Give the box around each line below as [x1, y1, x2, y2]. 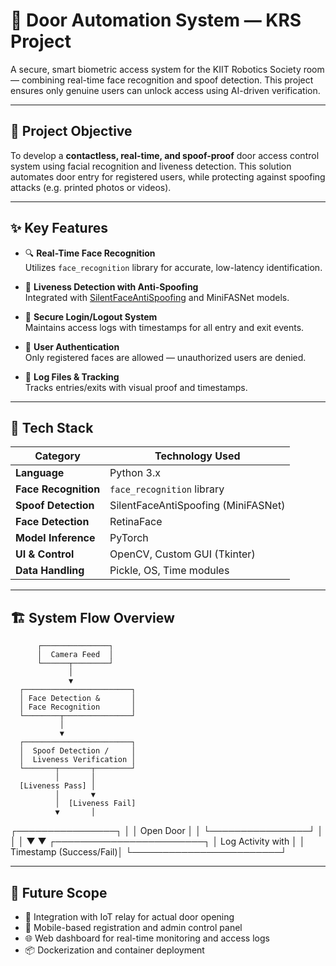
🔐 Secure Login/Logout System [24, 310, 158, 323]
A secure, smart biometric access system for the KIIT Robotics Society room [10, 63, 325, 75]
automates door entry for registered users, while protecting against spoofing [10, 170, 326, 183]
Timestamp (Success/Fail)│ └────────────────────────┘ [10, 846, 288, 858]
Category [34, 449, 81, 463]
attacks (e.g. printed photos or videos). [10, 181, 172, 193]
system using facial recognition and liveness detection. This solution [10, 160, 292, 172]
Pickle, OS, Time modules [109, 564, 230, 578]
